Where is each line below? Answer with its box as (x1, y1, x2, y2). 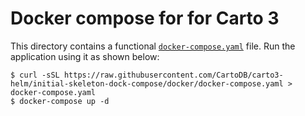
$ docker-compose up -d (10, 96, 110, 106)
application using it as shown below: (10, 50, 160, 62)
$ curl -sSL (10, 70, 60, 80)
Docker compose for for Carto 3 (10, 7, 280, 30)
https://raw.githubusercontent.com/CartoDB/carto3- (63, 70, 284, 80)
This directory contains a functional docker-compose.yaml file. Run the (10, 40, 296, 52)
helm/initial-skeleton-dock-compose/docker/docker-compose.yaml (10, 78, 284, 89)
